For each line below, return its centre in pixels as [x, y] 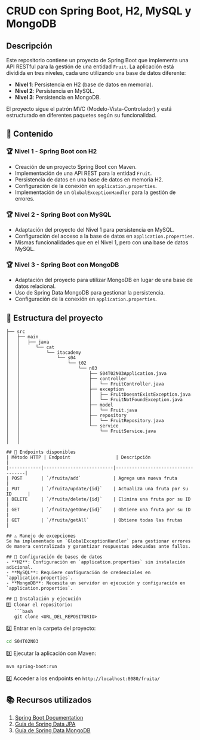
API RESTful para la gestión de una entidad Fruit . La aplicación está [90, 66]
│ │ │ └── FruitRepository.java [85, 421]
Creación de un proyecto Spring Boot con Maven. [76, 166]
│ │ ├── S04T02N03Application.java [87, 374]
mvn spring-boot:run [32, 666]
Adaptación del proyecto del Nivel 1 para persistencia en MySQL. [95, 229]
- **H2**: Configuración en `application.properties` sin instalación [96, 562]
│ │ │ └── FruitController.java [85, 384]
